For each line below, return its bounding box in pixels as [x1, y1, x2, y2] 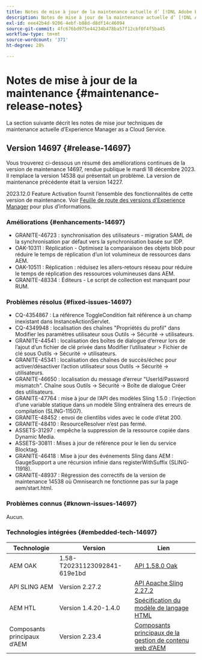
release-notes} [6, 99, 83, 113]
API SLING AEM [9, 582, 54, 591]
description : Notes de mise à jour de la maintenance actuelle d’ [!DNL [6, 14, 192, 20]
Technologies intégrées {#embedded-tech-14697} [6, 528, 158, 536]
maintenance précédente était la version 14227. [6, 178, 123, 186]
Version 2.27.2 [59, 582, 102, 591]
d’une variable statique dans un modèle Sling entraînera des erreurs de [14, 401, 191, 409]
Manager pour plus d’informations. [6, 203, 92, 210]
